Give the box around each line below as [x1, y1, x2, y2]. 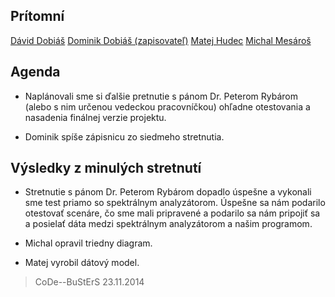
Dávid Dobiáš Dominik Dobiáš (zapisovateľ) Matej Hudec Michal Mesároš [10, 34, 312, 46]
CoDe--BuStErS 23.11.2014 [34, 276, 145, 288]
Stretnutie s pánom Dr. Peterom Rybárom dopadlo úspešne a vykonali [24, 186, 312, 198]
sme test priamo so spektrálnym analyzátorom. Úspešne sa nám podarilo [24, 197, 326, 209]
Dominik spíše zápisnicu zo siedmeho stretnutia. [24, 130, 225, 143]
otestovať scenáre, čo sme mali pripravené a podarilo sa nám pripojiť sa [24, 207, 321, 219]
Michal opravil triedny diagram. [24, 237, 153, 249]
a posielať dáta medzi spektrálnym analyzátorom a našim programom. [24, 218, 313, 230]
